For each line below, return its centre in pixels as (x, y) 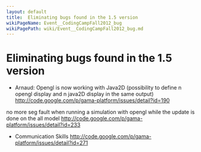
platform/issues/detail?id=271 (51, 143)
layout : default (26, 12)
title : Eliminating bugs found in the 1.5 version (72, 17)
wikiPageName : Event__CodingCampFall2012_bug (64, 23)
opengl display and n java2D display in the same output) (84, 94)
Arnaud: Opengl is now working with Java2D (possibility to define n (98, 88)
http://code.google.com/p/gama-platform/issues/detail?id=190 (92, 100)
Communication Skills (42, 136)
